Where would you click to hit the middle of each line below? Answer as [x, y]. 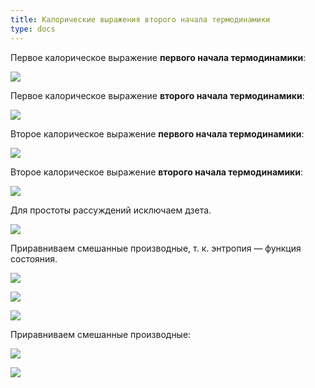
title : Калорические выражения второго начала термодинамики [140, 19]
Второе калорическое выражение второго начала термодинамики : [157, 172]
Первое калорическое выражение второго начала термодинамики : [157, 95]
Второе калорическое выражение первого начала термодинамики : [157, 133]
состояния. [34, 258]
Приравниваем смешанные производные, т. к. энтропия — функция [156, 248]
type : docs [33, 29]
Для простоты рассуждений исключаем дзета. [111, 210]
